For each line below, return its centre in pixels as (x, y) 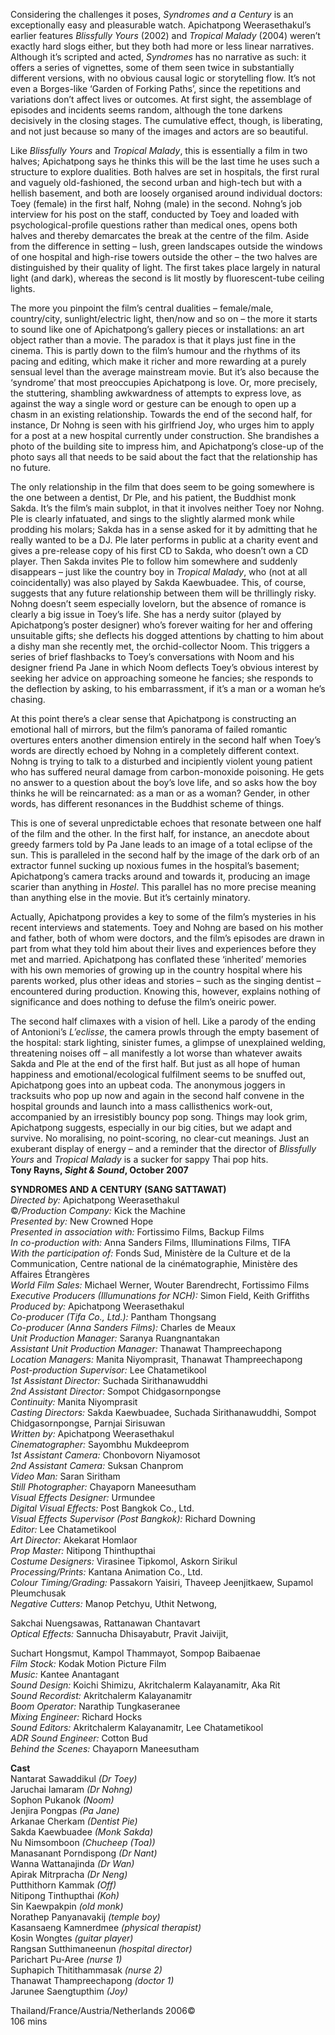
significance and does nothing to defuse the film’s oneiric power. (143, 1002)
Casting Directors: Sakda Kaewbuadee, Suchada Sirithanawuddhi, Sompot (163, 1412)
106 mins (29, 2021)
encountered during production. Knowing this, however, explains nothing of (165, 991)
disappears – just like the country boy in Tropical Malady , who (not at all (159, 572)
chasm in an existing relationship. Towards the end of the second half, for (161, 414)
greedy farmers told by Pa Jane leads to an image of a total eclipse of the (161, 844)
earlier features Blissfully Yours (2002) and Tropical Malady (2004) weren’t (165, 35)
